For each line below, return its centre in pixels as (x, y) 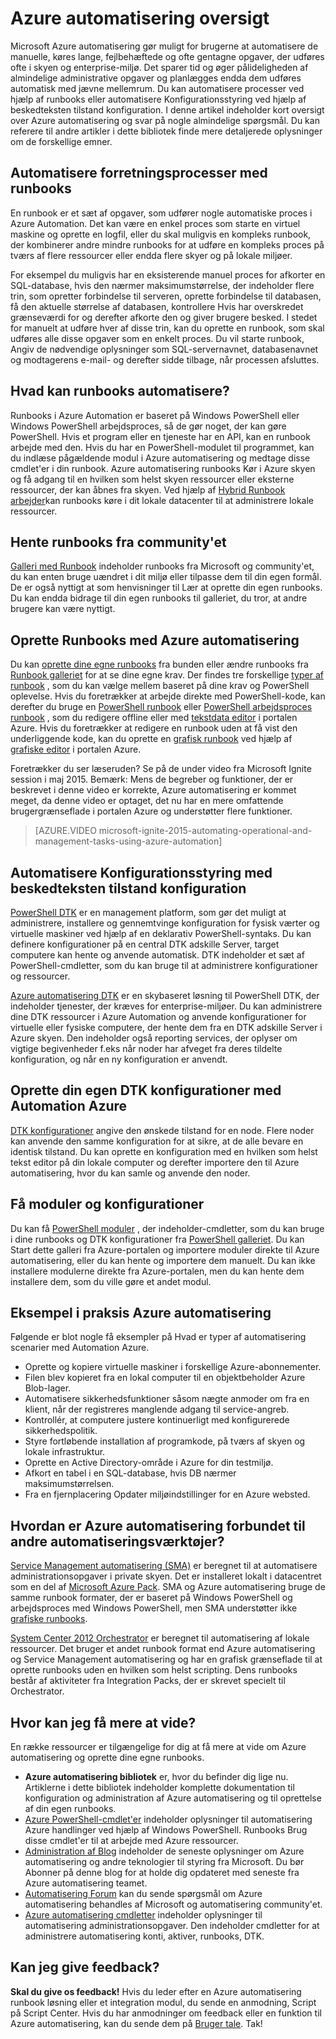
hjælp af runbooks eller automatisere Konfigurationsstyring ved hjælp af (158, 99)
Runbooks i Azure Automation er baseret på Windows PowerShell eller (155, 415)
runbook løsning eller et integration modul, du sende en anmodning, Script (163, 2002)
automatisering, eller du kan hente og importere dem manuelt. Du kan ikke (163, 1260)
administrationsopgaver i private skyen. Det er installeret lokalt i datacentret (166, 1576)
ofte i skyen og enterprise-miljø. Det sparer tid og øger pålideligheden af (159, 67)
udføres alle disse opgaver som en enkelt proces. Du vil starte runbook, (157, 338)
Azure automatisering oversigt (140, 18)
